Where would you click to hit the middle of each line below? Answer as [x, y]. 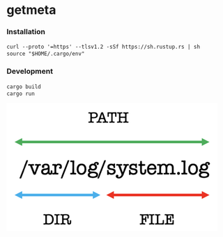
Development [30, 72]
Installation [26, 32]
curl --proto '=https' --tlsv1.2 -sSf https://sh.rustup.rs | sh [103, 47]
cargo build [24, 87]
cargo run [21, 93]
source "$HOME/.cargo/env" [46, 54]
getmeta [31, 10]
